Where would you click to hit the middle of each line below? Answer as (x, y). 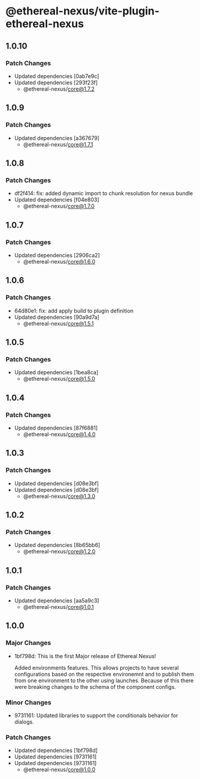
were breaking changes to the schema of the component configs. (95, 687)
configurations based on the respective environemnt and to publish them (104, 674)
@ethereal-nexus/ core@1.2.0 (59, 551)
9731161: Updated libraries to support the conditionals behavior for (96, 715)
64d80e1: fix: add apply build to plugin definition (74, 311)
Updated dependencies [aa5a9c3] (57, 601)
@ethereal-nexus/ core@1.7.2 (59, 89)
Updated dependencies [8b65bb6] (57, 545)
